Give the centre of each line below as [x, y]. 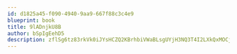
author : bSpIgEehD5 [36, 33]
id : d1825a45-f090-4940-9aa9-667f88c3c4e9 [71, 14]
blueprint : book [31, 20]
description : [26, 40]
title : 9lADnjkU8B [34, 27]
